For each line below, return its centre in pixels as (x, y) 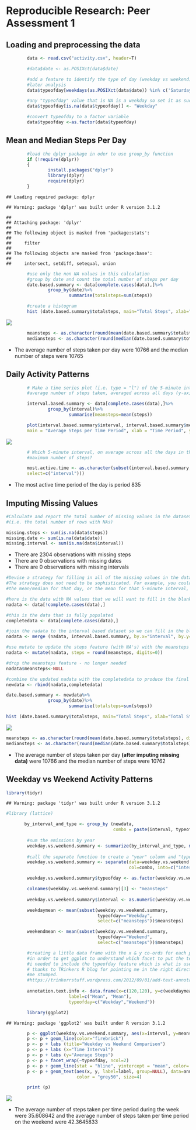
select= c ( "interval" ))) (56, 474)
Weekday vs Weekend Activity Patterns (80, 779)
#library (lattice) (30, 814)
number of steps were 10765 (49, 356)
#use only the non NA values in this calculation (88, 274)
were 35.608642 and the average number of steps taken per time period (101, 1116)
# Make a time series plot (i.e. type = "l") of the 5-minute (104, 388)
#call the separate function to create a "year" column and (101, 857)
